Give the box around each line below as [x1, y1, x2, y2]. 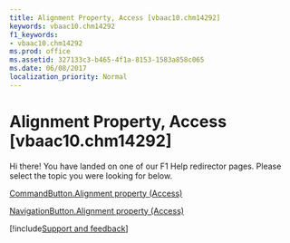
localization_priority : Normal [9, 73, 128, 82]
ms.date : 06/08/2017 [9, 64, 88, 73]
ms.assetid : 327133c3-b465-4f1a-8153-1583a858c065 [9, 55, 205, 64]
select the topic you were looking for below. [9, 170, 173, 181]
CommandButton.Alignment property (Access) [9, 188, 183, 199]
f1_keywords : [9, 30, 59, 39]
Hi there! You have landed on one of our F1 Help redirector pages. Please [9, 160, 282, 171]
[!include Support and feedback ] [9, 223, 129, 234]
